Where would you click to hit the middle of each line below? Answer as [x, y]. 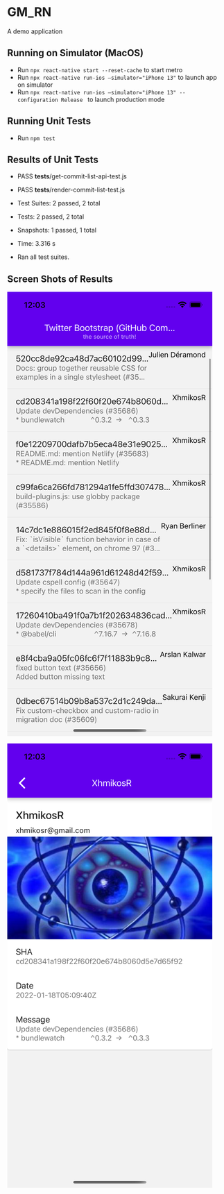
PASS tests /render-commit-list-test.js [71, 190]
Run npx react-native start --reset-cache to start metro [100, 69]
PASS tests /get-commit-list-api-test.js [72, 176]
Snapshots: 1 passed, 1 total [57, 230]
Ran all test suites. [43, 257]
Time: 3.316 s [36, 244]
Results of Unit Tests [53, 159]
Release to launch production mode [113, 99]
